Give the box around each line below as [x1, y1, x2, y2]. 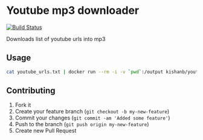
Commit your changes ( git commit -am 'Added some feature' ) [14, 114, 170, 121]
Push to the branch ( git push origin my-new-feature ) [14, 121, 149, 128]
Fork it [14, 101, 31, 109]
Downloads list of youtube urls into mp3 [6, 35, 106, 42]
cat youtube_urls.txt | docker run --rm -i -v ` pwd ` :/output [6, 69, 164, 75]
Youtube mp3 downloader [6, 4, 140, 17]
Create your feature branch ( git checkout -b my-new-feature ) [14, 108, 170, 115]
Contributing [6, 86, 56, 96]
